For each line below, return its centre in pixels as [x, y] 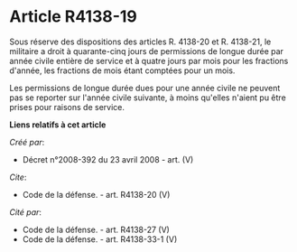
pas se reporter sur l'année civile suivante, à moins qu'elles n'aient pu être [148, 98]
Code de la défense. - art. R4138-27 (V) [96, 229]
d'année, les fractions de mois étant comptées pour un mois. [122, 70]
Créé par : [27, 142]
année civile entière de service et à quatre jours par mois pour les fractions [149, 61]
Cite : [18, 177]
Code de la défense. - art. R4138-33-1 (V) [100, 239]
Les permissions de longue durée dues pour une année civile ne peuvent [145, 88]
